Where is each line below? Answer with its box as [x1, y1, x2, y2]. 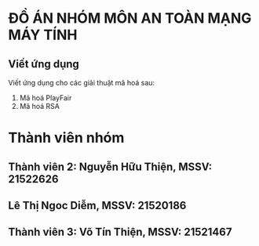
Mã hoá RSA [19, 102, 60, 110]
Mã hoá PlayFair [19, 93, 72, 103]
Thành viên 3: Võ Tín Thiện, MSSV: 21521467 [8, 226, 232, 239]
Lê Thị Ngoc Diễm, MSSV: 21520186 [8, 198, 187, 212]
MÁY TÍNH [8, 26, 78, 44]
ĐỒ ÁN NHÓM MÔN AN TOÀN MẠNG [8, 9, 252, 27]
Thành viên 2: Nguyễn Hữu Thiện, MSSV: [8, 160, 213, 173]
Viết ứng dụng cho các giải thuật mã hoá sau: [8, 78, 155, 87]
